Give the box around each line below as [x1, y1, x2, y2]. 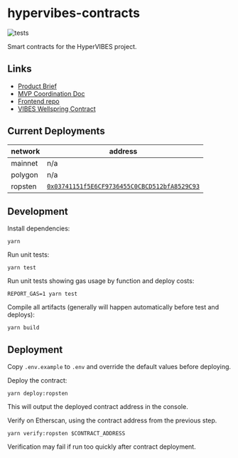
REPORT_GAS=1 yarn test [7, 290, 78, 298]
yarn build [7, 324, 40, 331]
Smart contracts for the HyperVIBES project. [7, 42, 137, 50]
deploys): [7, 311, 36, 319]
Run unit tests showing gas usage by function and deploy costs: [7, 277, 195, 285]
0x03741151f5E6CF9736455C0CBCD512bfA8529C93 [46, 182, 200, 190]
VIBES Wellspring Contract [17, 105, 96, 113]
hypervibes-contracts [7, 5, 141, 21]
